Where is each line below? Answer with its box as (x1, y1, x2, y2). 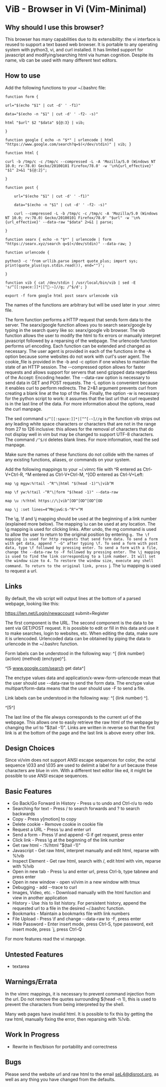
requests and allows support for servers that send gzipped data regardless (5, 369, 158, 375)
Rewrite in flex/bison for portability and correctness (12, 1044, 118, 1049)
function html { (5, 150, 39, 155)
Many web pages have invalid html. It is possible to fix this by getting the (5, 1011, 153, 1017)
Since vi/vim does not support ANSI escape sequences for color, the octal (5, 757, 156, 763)
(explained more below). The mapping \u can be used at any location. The (5, 521, 156, 527)
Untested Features (5, 950, 64, 958)
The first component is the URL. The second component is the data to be (5, 619, 154, 626)
